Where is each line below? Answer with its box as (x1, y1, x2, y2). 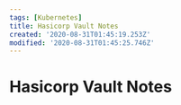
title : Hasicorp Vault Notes (9, 22, 119, 31)
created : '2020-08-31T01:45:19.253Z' (9, 30, 151, 39)
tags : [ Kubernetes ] (9, 13, 83, 22)
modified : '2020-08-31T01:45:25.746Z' (9, 38, 155, 48)
